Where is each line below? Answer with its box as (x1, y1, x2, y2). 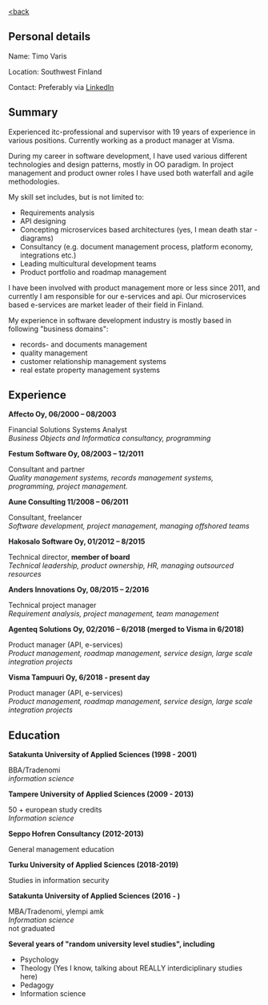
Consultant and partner (8, 464, 86, 474)
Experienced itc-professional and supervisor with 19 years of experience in (8, 127, 256, 136)
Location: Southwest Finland (8, 67, 102, 76)
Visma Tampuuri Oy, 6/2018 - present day (8, 673, 150, 683)
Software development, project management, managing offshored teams (8, 521, 250, 531)
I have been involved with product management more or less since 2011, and (8, 282, 261, 292)
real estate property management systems (19, 365, 160, 375)
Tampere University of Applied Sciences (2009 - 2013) (8, 789, 194, 799)
